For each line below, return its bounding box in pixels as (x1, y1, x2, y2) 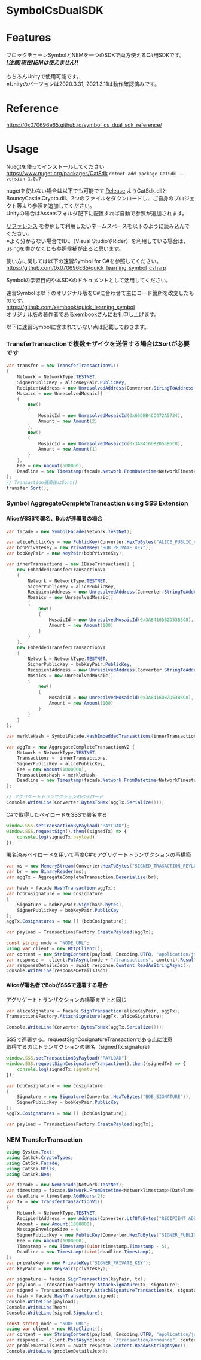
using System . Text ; (6, 1149, 55, 1155)
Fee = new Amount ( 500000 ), (17, 463, 84, 469)
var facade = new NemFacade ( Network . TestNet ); (6, 1182, 124, 1188)
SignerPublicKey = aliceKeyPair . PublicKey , (17, 379, 127, 385)
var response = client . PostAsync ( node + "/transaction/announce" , (6, 1337, 178, 1343)
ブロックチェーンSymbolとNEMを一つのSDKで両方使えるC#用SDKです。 (6, 51, 185, 59)
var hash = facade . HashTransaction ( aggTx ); (6, 885, 117, 892)
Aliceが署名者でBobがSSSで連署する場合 (6, 981, 108, 988)
